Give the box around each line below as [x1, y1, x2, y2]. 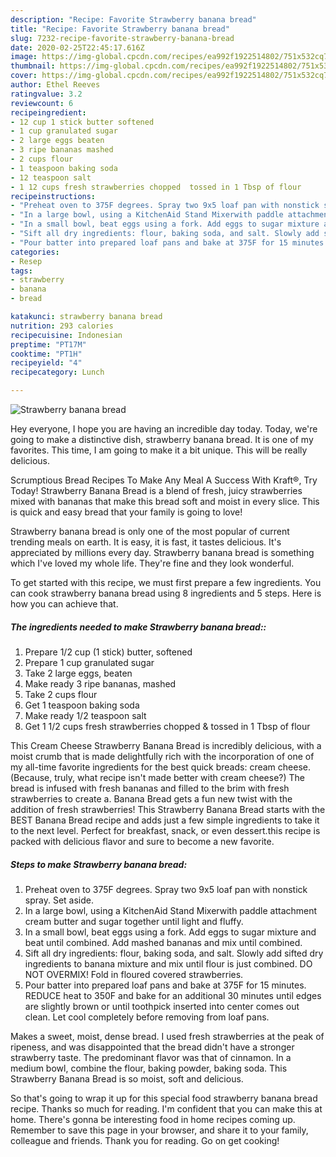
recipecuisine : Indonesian [10, 330, 123, 340]
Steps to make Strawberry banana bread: [10, 858, 188, 870]
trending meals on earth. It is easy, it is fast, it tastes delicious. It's [10, 536, 282, 548]
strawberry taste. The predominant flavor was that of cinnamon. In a [10, 1051, 292, 1063]
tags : [10, 266, 33, 276]
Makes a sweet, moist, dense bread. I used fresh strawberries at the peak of [10, 1030, 325, 1042]
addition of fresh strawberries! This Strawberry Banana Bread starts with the [10, 803, 326, 815]
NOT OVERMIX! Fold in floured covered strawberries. [24, 968, 244, 980]
